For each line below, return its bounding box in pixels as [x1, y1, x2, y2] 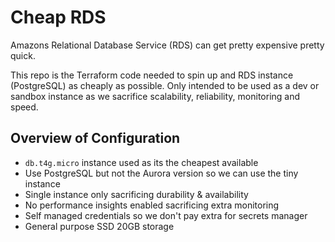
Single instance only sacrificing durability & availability [24, 188, 249, 200]
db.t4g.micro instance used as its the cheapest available [24, 156, 259, 168]
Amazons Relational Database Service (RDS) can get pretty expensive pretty [10, 39, 325, 51]
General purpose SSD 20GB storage [24, 220, 175, 232]
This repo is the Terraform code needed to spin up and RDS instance [10, 69, 294, 81]
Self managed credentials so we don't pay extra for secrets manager [24, 209, 308, 221]
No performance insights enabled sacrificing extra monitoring [24, 199, 280, 211]
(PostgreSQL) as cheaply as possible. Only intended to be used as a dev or [10, 79, 320, 91]
